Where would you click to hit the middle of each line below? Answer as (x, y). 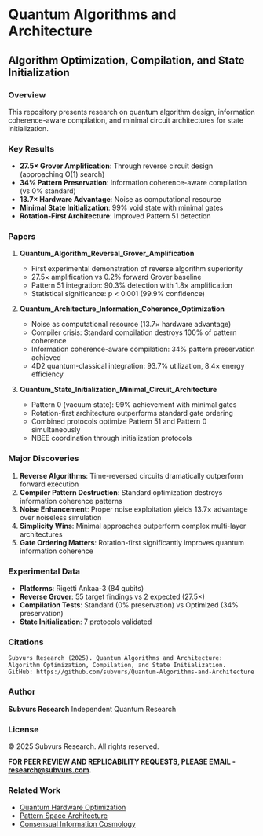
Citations (26, 642)
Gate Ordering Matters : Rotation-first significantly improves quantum (132, 542)
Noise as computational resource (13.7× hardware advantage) (131, 324)
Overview (27, 94)
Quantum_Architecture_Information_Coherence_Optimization (122, 309)
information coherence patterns (71, 500)
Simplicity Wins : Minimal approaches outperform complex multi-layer (133, 526)
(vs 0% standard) (47, 191)
